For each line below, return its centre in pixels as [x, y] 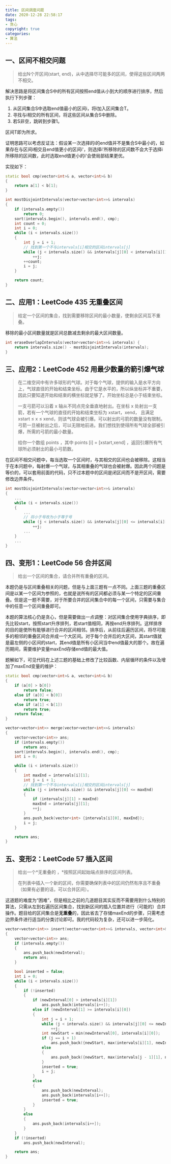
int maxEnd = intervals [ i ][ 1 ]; [57, 775]
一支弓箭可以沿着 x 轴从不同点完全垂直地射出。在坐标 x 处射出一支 [87, 406]
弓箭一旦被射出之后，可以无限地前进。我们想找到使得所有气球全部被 [89, 426]
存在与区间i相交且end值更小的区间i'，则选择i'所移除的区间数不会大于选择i [86, 149]
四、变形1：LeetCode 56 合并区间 [59, 563]
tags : [11, 19]
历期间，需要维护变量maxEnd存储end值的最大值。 [58, 649]
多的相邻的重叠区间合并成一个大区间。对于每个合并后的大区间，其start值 [81, 636]
